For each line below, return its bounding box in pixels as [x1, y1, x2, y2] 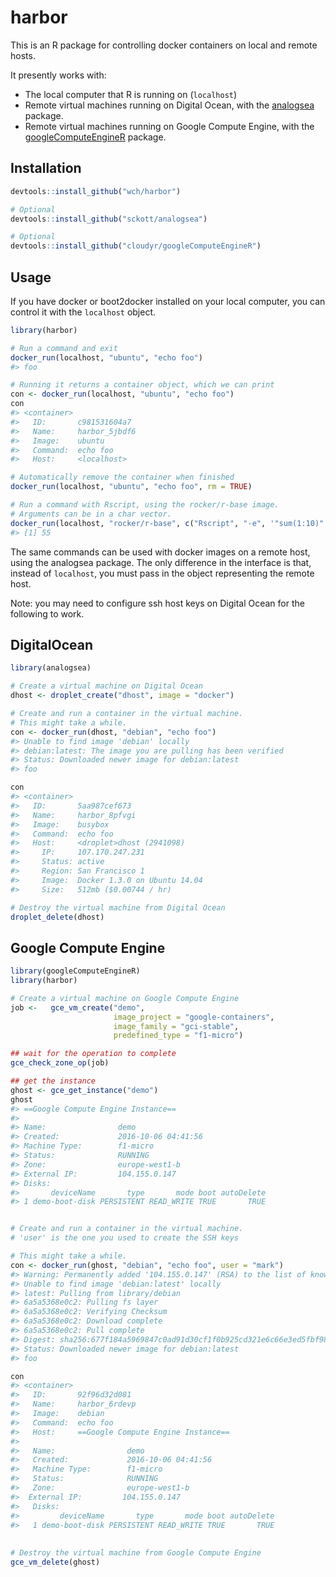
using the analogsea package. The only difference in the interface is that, [10, 556, 312, 568]
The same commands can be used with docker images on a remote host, [10, 546, 311, 558]
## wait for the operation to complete [10, 1049, 177, 1059]
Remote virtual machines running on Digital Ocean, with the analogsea [24, 99, 315, 111]
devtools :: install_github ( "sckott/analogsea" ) [10, 214, 208, 224]
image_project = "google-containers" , [113, 1012, 275, 1022]
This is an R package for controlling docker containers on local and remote [10, 39, 318, 51]
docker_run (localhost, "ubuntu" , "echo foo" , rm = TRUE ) [10, 482, 253, 492]
